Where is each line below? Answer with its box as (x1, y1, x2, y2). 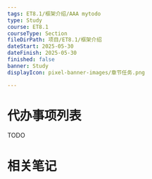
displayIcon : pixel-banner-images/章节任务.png (7, 69, 146, 76)
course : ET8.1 (7, 23, 49, 30)
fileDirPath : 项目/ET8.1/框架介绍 (7, 37, 102, 44)
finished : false (7, 56, 55, 63)
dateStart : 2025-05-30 (7, 43, 74, 50)
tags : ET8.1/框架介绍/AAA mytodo (7, 10, 101, 18)
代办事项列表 (7, 107, 82, 124)
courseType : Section (7, 29, 68, 37)
